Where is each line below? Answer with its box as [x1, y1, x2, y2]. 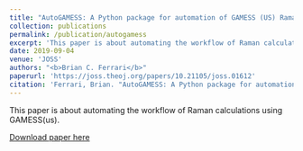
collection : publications [9, 22, 106, 31]
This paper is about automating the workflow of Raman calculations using [9, 104, 283, 115]
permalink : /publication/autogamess [9, 30, 147, 39]
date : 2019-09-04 [9, 47, 75, 56]
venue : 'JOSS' [9, 55, 63, 64]
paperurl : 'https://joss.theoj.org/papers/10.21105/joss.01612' [9, 72, 256, 81]
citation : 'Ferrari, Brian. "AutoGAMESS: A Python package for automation [9, 80, 297, 89]
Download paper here [9, 131, 90, 142]
